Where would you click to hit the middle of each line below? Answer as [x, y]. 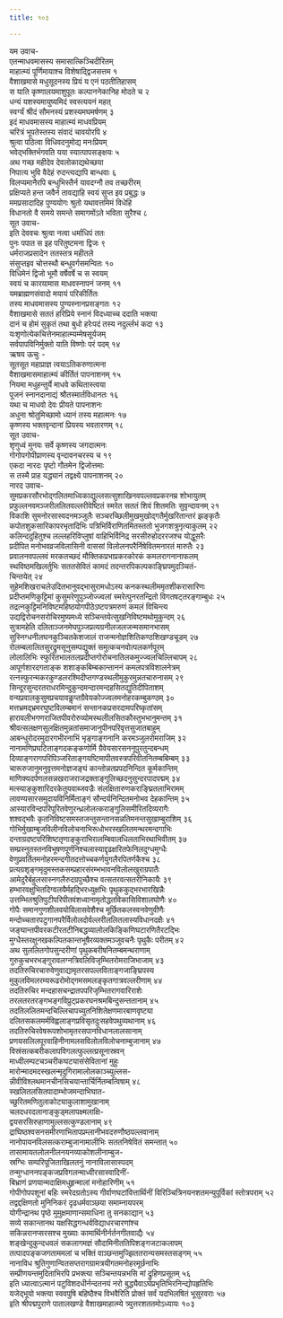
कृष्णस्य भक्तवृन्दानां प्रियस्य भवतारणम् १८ [67, 425]
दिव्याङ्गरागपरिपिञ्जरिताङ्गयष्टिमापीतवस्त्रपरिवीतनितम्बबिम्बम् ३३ [100, 758]
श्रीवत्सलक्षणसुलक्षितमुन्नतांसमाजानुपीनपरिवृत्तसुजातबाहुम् [85, 727]
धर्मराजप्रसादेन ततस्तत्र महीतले [51, 253]
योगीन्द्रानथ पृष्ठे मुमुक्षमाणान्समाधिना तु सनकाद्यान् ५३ [82, 1212]
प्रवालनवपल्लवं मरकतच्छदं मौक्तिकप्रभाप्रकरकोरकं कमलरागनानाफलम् [104, 556]
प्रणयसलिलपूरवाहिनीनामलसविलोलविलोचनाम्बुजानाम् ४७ [85, 1041]
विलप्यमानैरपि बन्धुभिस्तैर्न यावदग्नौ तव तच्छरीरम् [75, 182]
